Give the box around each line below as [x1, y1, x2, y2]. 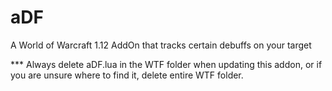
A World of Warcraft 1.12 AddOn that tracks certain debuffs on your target [10, 39, 312, 51]
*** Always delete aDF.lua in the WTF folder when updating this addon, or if [10, 58, 323, 70]
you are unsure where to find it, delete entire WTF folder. [10, 69, 244, 81]
